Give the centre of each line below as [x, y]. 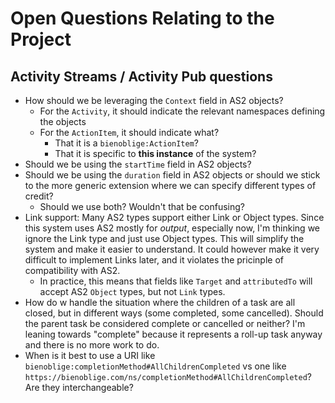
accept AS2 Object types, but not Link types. [132, 291]
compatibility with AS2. [72, 270]
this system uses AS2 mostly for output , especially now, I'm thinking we [172, 228]
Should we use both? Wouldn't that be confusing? [142, 206]
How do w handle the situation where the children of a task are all [160, 302]
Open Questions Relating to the [142, 18]
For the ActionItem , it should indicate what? [129, 132]
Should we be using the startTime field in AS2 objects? [138, 164]
